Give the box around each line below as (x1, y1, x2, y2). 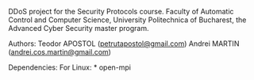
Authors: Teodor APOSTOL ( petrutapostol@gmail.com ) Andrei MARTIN (8, 39, 240, 48)
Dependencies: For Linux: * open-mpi (8, 63, 131, 72)
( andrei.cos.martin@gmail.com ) (8, 48, 111, 56)
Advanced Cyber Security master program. (8, 24, 149, 32)
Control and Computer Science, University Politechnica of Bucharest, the (8, 15, 247, 25)
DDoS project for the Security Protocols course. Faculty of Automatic (8, 7, 234, 16)
